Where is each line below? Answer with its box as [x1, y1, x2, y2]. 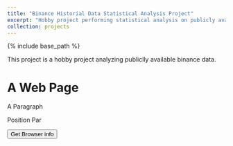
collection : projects [7, 23, 70, 30]
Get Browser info [10, 131, 54, 138]
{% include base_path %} [7, 42, 80, 51]
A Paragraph [7, 102, 44, 111]
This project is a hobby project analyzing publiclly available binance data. [7, 55, 216, 64]
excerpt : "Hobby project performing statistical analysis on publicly [7, 17, 216, 24]
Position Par [7, 116, 42, 125]
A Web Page [7, 80, 79, 95]
